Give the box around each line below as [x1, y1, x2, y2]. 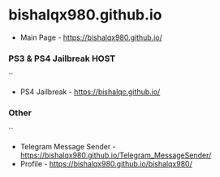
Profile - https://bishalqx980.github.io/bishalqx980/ [19, 158, 192, 168]
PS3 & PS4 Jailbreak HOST [8, 53, 116, 64]
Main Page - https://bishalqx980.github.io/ [19, 32, 162, 42]
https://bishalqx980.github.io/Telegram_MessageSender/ [19, 150, 212, 160]
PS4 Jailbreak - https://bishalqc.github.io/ [19, 87, 161, 97]
